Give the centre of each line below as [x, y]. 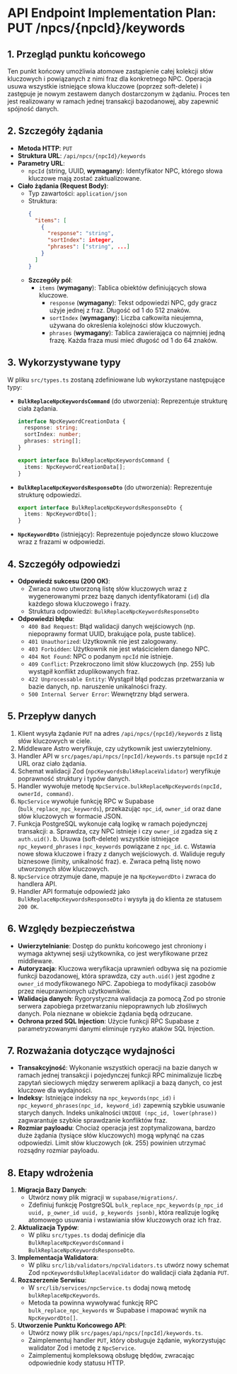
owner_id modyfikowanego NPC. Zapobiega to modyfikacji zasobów [117, 983]
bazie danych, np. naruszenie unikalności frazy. [98, 686]
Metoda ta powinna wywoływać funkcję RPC [93, 1303]
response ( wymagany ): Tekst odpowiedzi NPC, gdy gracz [133, 302]
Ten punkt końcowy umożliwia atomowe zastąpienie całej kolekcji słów [110, 71]
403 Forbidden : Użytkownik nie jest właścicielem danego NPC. [119, 649]
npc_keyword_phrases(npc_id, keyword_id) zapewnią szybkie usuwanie [121, 1106]
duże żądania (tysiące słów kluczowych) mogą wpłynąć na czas [111, 1135]
